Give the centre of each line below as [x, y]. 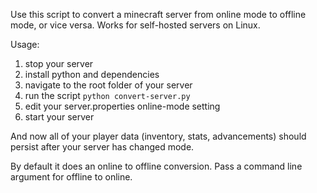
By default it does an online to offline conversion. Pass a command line [156, 166]
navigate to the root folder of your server [108, 85]
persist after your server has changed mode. [102, 147]
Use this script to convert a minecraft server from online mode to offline [158, 14]
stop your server [59, 63]
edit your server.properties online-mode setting [122, 106]
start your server [59, 117]
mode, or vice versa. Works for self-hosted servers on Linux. [135, 25]
